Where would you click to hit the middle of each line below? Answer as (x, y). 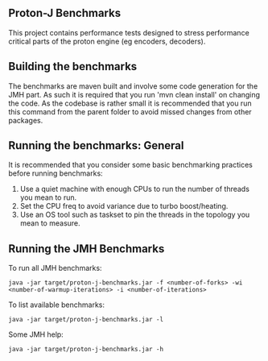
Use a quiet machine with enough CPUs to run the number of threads (134, 189)
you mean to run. (48, 197)
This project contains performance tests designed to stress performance (129, 32)
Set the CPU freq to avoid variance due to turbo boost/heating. (124, 206)
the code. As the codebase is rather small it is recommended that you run (130, 103)
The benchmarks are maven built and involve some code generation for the (133, 86)
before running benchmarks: (56, 173)
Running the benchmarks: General (96, 145)
